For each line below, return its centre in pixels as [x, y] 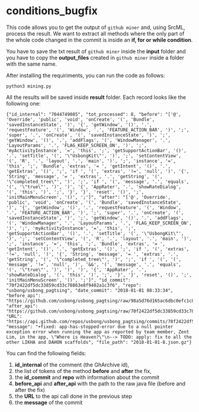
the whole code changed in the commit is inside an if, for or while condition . [99, 40]
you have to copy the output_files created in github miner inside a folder [95, 57]
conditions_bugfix [52, 11]
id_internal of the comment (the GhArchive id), [72, 365]
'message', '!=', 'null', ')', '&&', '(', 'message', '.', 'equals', [94, 265]
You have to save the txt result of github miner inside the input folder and [96, 51]
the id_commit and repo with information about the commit [87, 377]
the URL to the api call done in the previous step [73, 396]
